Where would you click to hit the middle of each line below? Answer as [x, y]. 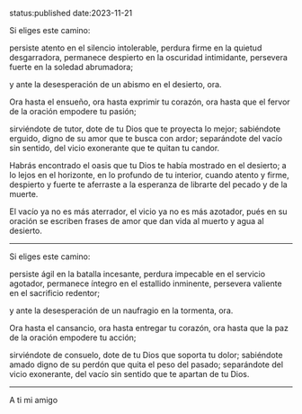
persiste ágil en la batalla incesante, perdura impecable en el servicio [138, 274]
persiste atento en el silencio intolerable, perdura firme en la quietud [136, 48]
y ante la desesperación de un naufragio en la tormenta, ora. [121, 310]
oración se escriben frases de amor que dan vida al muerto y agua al [137, 221]
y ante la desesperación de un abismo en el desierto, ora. [115, 84]
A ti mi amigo [34, 400]
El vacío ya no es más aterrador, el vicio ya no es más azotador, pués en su [148, 211]
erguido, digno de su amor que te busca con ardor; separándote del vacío [146, 138]
